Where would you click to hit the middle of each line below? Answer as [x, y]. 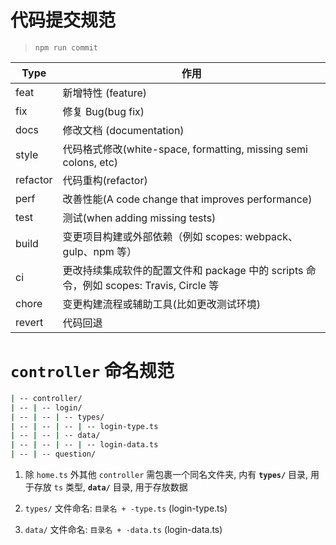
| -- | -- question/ [53, 454]
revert [29, 322]
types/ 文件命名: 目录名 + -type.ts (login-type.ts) [126, 508]
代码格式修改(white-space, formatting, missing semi [185, 149]
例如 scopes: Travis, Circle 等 [151, 285]
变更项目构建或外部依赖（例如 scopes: [152, 236]
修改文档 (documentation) [123, 130]
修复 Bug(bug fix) [103, 111]
